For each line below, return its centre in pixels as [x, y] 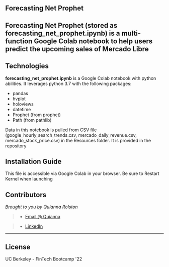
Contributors [26, 195]
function [19, 41]
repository [16, 146]
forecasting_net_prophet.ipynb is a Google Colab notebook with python [81, 78]
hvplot [19, 99]
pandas [20, 93]
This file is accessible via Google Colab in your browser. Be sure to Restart [82, 173]
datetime [22, 109]
